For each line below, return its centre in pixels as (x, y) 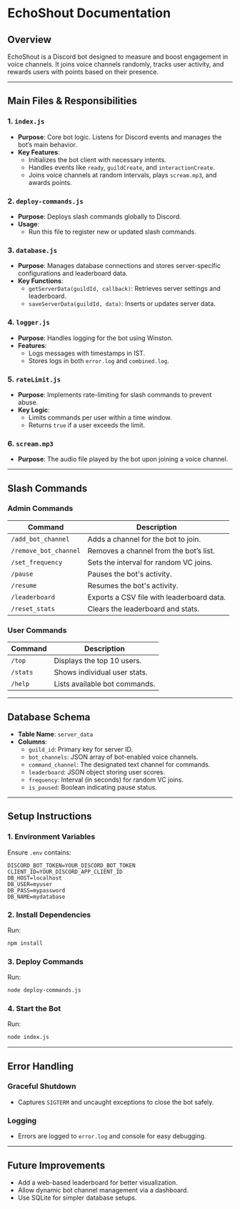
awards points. (50, 182)
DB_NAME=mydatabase (36, 897)
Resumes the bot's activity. (133, 585)
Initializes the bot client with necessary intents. (97, 159)
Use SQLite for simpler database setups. (77, 1198)
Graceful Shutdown (42, 1086)
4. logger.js (29, 322)
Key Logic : (34, 409)
